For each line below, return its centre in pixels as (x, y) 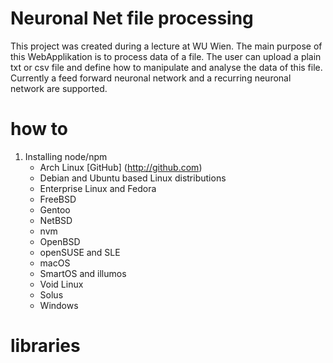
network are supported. (59, 88)
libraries (45, 346)
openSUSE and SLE (80, 252)
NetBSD (56, 220)
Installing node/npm (66, 156)
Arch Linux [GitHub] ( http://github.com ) (121, 167)
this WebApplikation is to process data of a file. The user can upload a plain (166, 56)
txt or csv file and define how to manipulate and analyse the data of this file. (166, 67)
